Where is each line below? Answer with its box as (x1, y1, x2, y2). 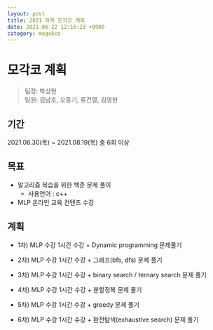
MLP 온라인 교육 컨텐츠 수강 (17, 198, 95, 206)
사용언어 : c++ (27, 189, 68, 197)
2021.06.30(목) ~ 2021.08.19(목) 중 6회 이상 (7, 138, 130, 146)
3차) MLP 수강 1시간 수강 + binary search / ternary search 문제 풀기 (17, 270, 207, 279)
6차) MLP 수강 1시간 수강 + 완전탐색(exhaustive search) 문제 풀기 (17, 315, 199, 324)
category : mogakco (7, 29, 61, 37)
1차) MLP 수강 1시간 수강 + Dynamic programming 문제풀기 (17, 240, 182, 249)
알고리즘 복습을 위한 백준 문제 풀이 (17, 180, 111, 189)
